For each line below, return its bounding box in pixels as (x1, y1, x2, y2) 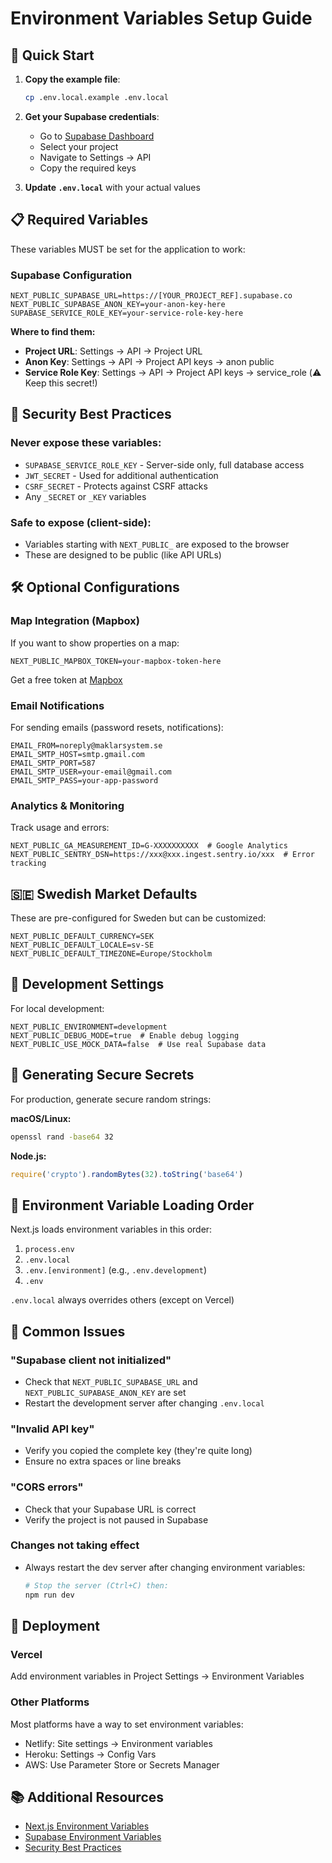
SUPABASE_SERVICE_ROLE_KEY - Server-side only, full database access (24, 458, 305, 471)
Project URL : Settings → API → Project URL (24, 345, 203, 357)
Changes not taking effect (10, 1538, 140, 1552)
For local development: (10, 1002, 105, 1014)
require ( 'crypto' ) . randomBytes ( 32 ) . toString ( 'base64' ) (10, 1169, 244, 1179)
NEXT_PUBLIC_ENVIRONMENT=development (10, 1022, 168, 1032)
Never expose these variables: (10, 436, 162, 450)
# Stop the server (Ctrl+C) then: (24, 1580, 169, 1591)
